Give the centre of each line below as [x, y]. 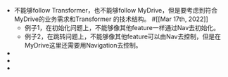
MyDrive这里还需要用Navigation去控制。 [83, 45]
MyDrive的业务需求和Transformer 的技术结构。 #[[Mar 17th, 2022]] [111, 19]
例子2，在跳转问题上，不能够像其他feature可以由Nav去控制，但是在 [123, 36]
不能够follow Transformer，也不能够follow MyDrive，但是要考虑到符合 [116, 10]
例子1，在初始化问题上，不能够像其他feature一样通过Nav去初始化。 [122, 28]
